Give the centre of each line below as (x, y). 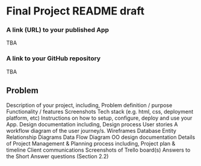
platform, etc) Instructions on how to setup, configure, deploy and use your (99, 118)
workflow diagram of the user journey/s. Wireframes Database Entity (91, 131)
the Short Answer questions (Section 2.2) (57, 156)
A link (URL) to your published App (58, 30)
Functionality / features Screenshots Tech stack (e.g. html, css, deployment (100, 111)
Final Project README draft (76, 11)
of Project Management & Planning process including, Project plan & (91, 143)
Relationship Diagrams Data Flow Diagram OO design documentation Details (101, 137)
